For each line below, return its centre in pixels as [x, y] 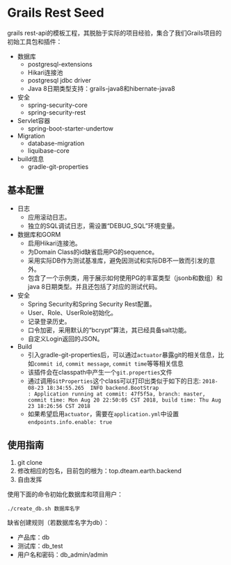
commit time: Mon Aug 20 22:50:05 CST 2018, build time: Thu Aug [124, 400]
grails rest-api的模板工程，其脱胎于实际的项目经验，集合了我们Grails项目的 [114, 33]
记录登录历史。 [49, 321]
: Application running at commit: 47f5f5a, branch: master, [117, 394]
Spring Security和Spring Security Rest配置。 [91, 304]
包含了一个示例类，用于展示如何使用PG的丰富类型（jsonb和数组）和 [125, 278]
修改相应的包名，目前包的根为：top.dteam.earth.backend [99, 470]
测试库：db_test [40, 546]
